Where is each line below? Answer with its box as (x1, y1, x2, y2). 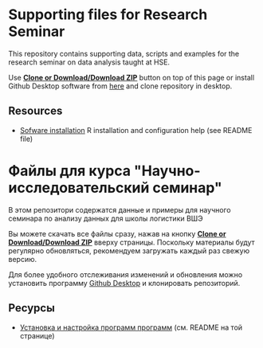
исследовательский (8, 178, 150, 197)
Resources (8, 104, 63, 118)
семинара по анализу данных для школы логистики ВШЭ (8, 213, 203, 223)
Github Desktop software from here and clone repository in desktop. (8, 81, 233, 91)
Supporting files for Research (8, 6, 208, 24)
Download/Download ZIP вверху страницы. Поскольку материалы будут (8, 237, 255, 247)
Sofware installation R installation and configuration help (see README (19, 125, 253, 135)
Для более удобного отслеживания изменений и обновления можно (8, 269, 243, 280)
